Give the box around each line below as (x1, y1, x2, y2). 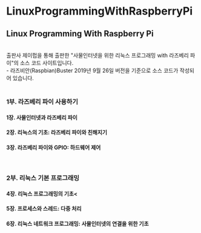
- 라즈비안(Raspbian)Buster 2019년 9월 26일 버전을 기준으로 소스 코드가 (6, 67, 179, 74)
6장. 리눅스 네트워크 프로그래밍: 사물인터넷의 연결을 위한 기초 (6, 220, 150, 228)
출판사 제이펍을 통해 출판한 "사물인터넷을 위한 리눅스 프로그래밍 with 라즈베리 (6, 52, 189, 59)
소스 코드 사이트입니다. (20, 59, 74, 66)
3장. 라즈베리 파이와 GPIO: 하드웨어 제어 (6, 144, 101, 151)
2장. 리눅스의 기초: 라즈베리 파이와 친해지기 (6, 129, 108, 136)
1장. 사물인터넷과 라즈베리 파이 (6, 113, 77, 121)
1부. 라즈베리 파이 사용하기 (6, 97, 79, 106)
